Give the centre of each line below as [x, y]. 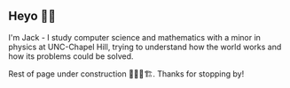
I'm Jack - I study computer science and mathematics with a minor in [134, 37]
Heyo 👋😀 [32, 16]
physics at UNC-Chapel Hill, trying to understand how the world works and [145, 47]
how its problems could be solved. [71, 56]
